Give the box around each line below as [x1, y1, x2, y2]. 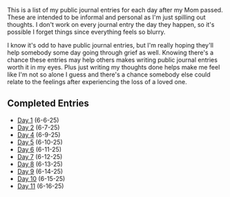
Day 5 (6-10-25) [17, 138, 64, 146]
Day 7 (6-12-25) [17, 152, 63, 160]
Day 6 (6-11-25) [17, 145, 62, 154]
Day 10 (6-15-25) [17, 174, 66, 183]
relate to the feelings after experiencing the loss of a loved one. [7, 78, 188, 85]
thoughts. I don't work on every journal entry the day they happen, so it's [7, 21, 215, 28]
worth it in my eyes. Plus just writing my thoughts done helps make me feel [7, 63, 220, 71]
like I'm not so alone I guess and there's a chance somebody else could [7, 70, 211, 79]
